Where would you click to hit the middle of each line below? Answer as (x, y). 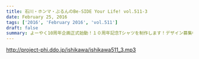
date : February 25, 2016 (37, 17)
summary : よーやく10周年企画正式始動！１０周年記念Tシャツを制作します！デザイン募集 (99, 33)
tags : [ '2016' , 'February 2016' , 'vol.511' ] (62, 22)
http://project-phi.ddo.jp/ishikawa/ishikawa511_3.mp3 (71, 50)
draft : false (22, 28)
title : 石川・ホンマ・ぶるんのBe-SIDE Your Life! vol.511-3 (77, 11)
